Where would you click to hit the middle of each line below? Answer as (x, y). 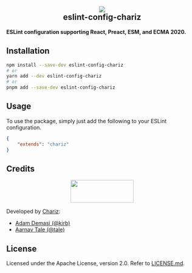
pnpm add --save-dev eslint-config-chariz (61, 88)
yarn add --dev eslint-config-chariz (54, 76)
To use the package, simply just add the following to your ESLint (87, 121)
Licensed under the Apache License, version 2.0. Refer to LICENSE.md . (96, 263)
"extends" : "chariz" (43, 144)
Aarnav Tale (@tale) (40, 230)
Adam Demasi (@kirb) (43, 223)
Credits (21, 168)
